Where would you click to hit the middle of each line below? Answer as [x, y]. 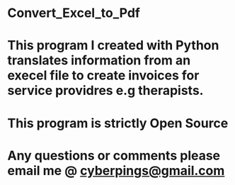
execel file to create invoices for [103, 75]
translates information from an [99, 61]
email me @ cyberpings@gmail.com [116, 170]
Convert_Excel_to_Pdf [74, 13]
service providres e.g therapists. [105, 91]
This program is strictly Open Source [118, 123]
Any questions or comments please [114, 156]
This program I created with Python [113, 46]
